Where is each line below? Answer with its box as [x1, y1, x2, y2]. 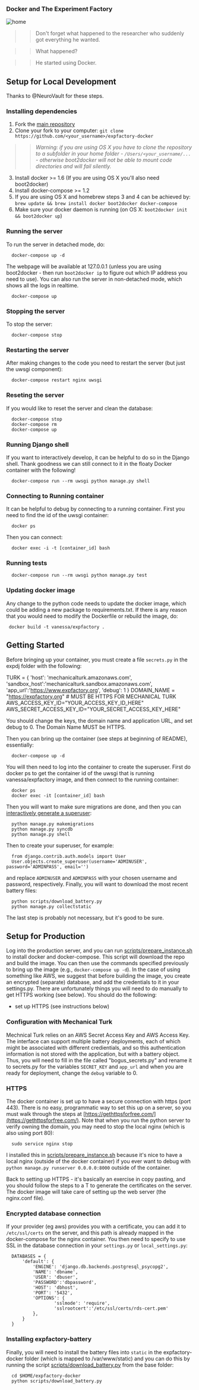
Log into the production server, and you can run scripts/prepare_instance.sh [6, 947, 193, 954]
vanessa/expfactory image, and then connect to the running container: [6, 776, 179, 783]
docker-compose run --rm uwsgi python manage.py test [11, 573, 147, 579]
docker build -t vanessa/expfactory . [8, 624, 105, 630]
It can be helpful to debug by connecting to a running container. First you [6, 505, 185, 512]
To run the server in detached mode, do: [6, 241, 105, 248]
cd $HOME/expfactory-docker [11, 1373, 81, 1379]
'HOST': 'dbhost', [32, 1285, 78, 1291]
